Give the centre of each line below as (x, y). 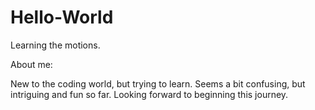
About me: (31, 64)
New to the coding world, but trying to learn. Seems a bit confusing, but (158, 83)
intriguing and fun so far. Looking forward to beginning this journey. (149, 94)
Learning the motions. (55, 45)
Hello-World (62, 17)
